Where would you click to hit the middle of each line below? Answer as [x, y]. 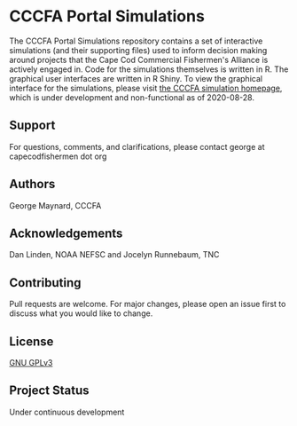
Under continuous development [67, 412]
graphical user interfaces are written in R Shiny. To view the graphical [136, 78]
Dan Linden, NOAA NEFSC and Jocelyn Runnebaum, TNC [114, 255]
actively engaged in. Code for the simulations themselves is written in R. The [149, 69]
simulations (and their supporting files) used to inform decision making [138, 50]
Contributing [45, 283]
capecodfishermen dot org [58, 156]
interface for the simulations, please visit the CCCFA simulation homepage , [146, 88]
